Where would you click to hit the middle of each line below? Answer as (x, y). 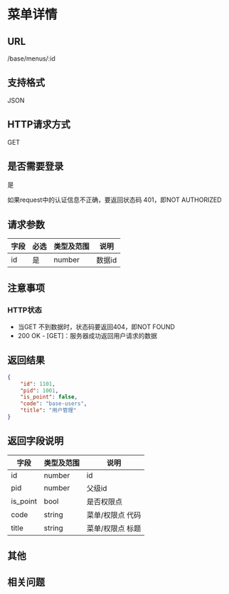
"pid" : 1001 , (39, 390)
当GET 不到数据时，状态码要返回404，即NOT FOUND (96, 327)
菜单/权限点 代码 (114, 515)
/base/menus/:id (31, 58)
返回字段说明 (36, 441)
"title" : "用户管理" (48, 411)
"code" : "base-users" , (54, 404)
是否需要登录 (36, 167)
